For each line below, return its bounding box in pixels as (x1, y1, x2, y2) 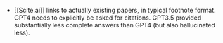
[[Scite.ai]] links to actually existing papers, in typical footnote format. (13, 6, 216, 14)
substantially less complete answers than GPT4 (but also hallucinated (13, 21, 216, 29)
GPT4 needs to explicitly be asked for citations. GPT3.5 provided (13, 13, 202, 22)
